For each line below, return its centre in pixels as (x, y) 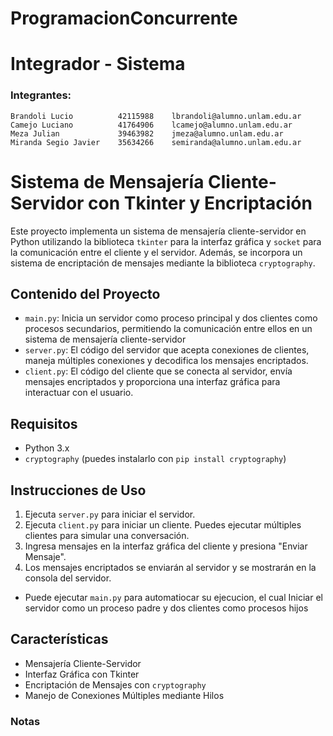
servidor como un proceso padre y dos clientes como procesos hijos (166, 608)
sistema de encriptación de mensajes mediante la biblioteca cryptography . (163, 263)
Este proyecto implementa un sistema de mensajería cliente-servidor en (158, 231)
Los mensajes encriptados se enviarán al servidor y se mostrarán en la (170, 568)
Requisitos (44, 423)
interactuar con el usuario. (79, 393)
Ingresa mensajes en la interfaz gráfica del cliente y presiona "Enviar (166, 546)
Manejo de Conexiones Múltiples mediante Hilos (124, 695)
